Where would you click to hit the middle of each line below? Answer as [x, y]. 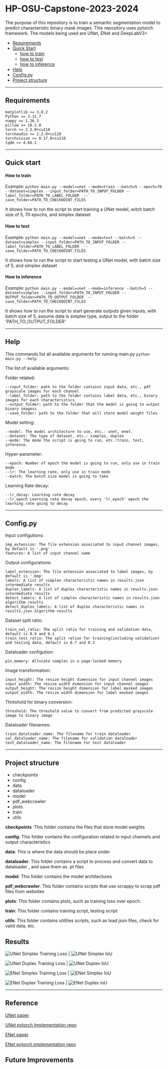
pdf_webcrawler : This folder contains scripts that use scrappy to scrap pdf [83, 886]
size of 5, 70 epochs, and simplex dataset [48, 215]
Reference [22, 1003]
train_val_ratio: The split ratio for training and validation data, [79, 630]
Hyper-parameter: [24, 454]
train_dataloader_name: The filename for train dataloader [68, 734]
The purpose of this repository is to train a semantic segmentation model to [83, 23]
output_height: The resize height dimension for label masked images [79, 688]
